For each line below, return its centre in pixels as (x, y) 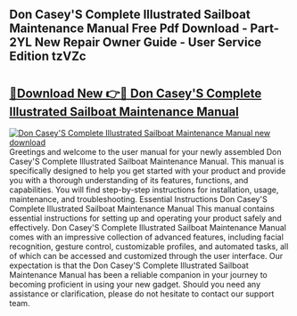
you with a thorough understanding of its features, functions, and (129, 180)
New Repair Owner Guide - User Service (148, 42)
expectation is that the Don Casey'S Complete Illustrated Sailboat (129, 265)
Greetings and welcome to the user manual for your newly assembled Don (145, 152)
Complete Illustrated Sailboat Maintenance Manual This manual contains (142, 209)
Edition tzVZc (48, 57)
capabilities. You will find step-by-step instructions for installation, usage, (144, 190)
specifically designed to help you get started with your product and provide (148, 171)
